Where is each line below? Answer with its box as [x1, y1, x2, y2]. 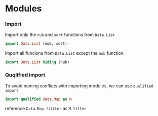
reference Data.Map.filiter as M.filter [5, 106, 86, 112]
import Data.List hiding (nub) [5, 60, 70, 65]
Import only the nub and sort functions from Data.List [5, 32, 115, 38]
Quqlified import [5, 72, 45, 78]
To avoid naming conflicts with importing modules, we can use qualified [5, 82, 154, 89]
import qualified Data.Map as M [5, 97, 72, 102]
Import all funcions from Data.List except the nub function [5, 50, 124, 56]
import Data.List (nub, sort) [5, 41, 68, 46]
